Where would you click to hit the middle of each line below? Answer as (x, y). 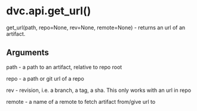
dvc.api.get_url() (49, 11)
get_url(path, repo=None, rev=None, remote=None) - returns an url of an (96, 27)
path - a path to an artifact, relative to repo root (64, 67)
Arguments (28, 53)
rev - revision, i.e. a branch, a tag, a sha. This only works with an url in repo (99, 90)
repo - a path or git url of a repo (45, 78)
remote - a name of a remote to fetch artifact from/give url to (81, 101)
